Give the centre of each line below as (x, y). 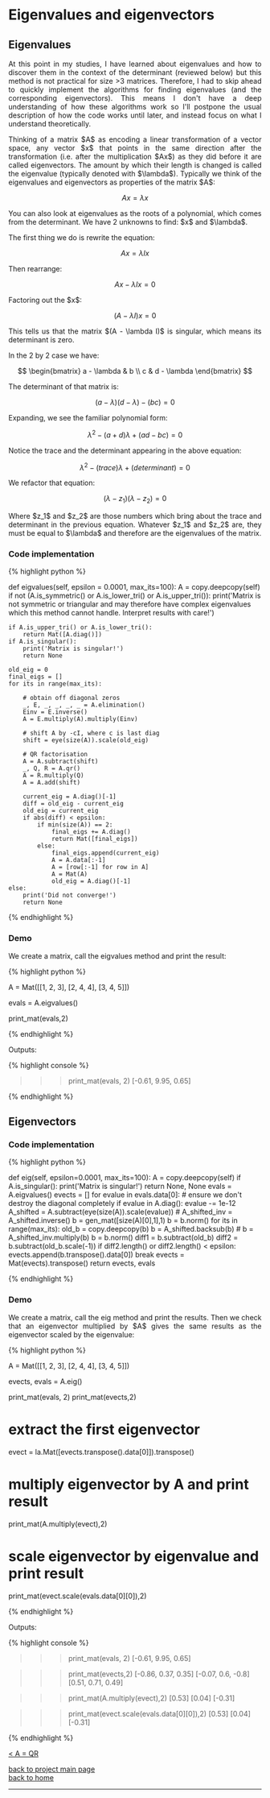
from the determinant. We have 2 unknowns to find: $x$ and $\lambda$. (128, 222)
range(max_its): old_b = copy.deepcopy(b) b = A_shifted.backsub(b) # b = (131, 1229)
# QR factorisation (55, 755)
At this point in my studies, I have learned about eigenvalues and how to (135, 64)
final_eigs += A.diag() (91, 832)
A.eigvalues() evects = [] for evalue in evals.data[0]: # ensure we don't (125, 1195)
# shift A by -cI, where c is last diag (91, 733)
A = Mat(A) (70, 874)
